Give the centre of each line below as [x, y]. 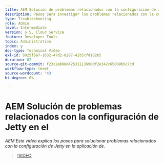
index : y [14, 46]
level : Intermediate [26, 28]
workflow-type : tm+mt [27, 69]
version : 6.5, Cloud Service [35, 32]
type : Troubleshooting [28, 19]
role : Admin [17, 23]
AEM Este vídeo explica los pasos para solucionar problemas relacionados [81, 140]
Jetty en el [27, 127]
